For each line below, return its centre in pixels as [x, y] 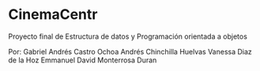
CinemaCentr [53, 15]
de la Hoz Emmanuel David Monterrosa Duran [83, 60]
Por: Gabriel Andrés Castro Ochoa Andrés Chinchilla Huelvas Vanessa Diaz [130, 51]
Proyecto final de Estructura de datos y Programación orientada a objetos [128, 36]
